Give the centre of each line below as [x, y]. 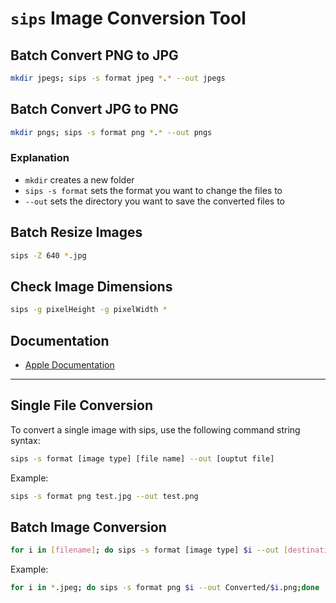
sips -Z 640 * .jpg [48, 255]
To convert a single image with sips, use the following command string [155, 429]
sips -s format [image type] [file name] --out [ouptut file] [142, 458]
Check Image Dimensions [91, 286]
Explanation [40, 158]
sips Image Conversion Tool [128, 18]
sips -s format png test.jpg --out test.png [104, 496]
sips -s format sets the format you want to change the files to [153, 190]
